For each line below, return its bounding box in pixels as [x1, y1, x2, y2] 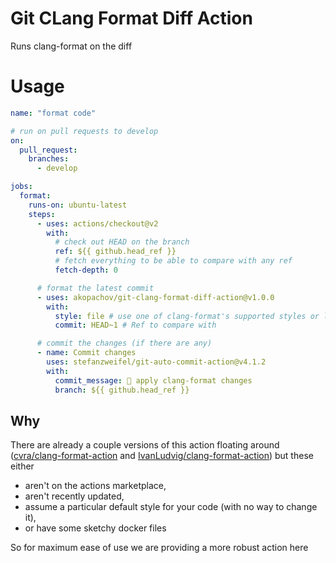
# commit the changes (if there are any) [36, 338, 213, 349]
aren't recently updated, [24, 490, 125, 502]
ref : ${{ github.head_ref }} [54, 247, 177, 257]
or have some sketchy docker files [24, 522, 167, 534]
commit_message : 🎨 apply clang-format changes [54, 375, 253, 386]
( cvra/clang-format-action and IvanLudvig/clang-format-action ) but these [10, 450, 314, 462]
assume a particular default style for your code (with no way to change [24, 501, 318, 513]
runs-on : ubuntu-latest [28, 200, 128, 210]
